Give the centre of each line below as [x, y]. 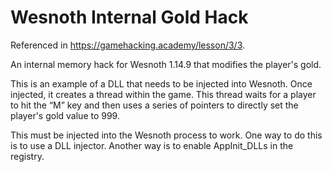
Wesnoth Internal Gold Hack [129, 17]
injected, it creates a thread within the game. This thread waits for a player [163, 94]
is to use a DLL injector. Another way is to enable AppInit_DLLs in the [152, 145]
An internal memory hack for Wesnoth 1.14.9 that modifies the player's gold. [166, 64]
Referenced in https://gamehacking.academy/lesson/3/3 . [128, 45]
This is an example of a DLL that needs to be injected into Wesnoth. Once [161, 83]
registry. [27, 156]
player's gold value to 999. [65, 115]
